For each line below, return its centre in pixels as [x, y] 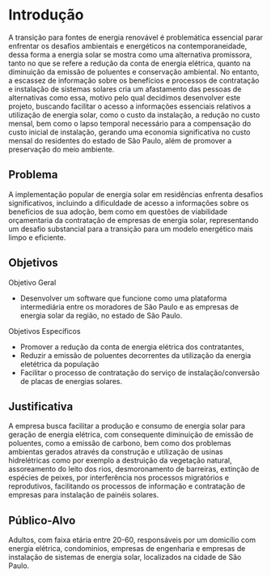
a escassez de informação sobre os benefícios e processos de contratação [134, 80]
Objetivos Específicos [44, 331]
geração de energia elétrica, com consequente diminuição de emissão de [131, 434]
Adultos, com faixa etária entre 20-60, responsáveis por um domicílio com [132, 540]
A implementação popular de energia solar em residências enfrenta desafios [136, 194]
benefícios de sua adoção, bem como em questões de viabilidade [118, 212]
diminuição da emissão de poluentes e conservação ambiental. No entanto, [134, 71]
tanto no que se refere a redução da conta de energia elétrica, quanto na [129, 63]
